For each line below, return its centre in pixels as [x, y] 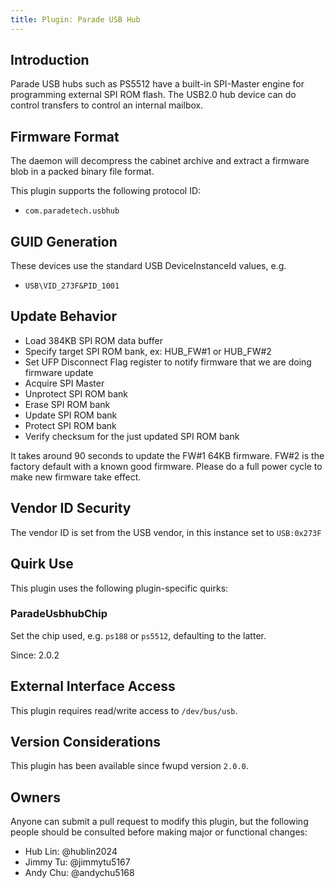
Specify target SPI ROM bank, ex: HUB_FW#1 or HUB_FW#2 [148, 351]
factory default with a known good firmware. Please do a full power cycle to [166, 466]
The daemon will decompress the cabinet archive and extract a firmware [160, 161]
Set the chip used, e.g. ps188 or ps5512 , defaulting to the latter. [138, 635]
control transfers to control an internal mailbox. [107, 105]
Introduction [50, 60]
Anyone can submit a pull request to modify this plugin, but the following [159, 822]
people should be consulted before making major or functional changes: [159, 832]
